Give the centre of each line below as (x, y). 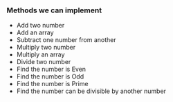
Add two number (40, 25)
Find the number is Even (51, 69)
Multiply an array (40, 54)
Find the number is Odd (50, 76)
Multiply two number (46, 48)
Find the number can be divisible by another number (91, 91)
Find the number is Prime (52, 84)
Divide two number (44, 62)
